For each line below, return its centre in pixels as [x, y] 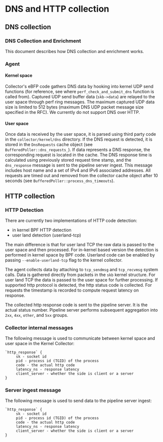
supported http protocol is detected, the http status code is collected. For [79, 285]
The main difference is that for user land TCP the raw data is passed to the [80, 244]
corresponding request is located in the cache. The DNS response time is [79, 155]
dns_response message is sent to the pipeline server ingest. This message [79, 165]
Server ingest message [33, 390]
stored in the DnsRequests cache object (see [49, 145]
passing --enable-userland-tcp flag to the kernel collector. [64, 260]
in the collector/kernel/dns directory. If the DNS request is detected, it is [79, 139]
